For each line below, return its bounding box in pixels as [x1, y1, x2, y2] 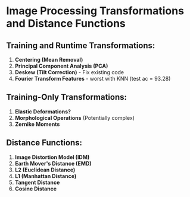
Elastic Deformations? [14, 108, 71, 115]
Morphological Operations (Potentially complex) [14, 114, 135, 121]
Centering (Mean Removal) [14, 56, 83, 63]
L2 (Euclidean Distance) [14, 166, 76, 173]
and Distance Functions [6, 17, 126, 30]
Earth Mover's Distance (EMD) [14, 160, 92, 167]
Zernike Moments [14, 120, 60, 128]
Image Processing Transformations [6, 4, 185, 18]
